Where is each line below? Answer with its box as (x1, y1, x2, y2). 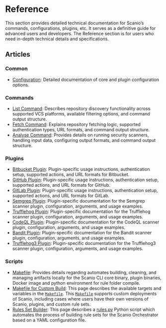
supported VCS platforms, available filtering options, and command (12, 110, 150, 116)
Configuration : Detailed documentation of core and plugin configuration (12, 76, 160, 83)
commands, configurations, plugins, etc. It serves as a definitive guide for (5, 25, 156, 31)
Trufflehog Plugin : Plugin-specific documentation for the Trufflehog (12, 209, 151, 215)
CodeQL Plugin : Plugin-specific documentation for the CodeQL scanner (12, 219, 160, 225)
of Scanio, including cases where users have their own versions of (12, 296, 149, 302)
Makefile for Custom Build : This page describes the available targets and (12, 285, 162, 291)
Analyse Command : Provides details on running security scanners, (12, 132, 149, 138)
